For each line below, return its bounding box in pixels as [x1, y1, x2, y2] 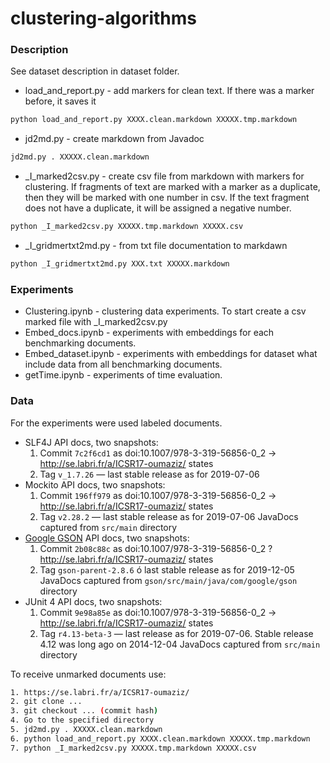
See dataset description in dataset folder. [10, 65, 180, 77]
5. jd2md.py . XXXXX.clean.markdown [10, 725, 163, 735]
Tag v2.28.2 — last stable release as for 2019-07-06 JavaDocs [39, 510, 299, 522]
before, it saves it [24, 95, 97, 107]
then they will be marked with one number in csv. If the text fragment [24, 192, 310, 204]
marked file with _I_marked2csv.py [24, 316, 168, 328]
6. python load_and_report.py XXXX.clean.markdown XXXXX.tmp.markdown [10, 733, 311, 744]
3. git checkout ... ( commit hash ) [10, 706, 159, 716]
